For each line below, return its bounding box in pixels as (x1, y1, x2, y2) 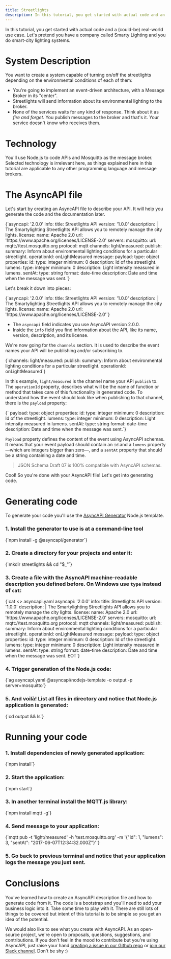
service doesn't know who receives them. (12, 120, 101, 126)
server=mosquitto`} (5, 682, 46, 689)
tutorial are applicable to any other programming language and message (5, 166, 157, 172)
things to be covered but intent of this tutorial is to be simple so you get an (5, 910, 161, 917)
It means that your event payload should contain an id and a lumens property (5, 442, 166, 448)
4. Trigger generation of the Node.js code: (5, 666, 111, 673)
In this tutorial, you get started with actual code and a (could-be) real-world (5, 26, 164, 32)
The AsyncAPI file (5, 189, 83, 200)
